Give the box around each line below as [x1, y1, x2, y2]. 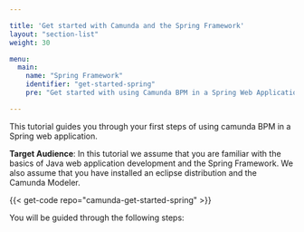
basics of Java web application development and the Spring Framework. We [9, 158, 294, 169]
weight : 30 [9, 38, 51, 47]
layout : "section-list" [9, 29, 100, 39]
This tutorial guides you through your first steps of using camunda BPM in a [9, 121, 291, 131]
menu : [9, 54, 30, 63]
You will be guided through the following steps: [9, 212, 185, 223]
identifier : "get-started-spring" [25, 80, 156, 89]
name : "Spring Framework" [25, 72, 124, 81]
